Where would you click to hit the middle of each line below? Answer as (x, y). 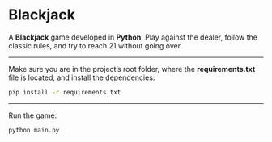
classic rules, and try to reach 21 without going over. (96, 45)
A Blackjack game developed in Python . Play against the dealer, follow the (133, 37)
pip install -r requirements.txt (65, 92)
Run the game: (33, 115)
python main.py (34, 130)
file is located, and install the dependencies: (82, 77)
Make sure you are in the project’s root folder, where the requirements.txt (132, 69)
